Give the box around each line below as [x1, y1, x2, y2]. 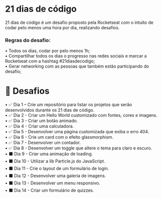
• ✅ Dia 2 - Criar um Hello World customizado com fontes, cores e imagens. [5, 112, 158, 118]
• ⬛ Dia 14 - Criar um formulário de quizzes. [5, 187, 94, 193]
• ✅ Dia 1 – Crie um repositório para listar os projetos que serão [5, 102, 132, 108]
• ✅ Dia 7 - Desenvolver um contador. [5, 140, 81, 145]
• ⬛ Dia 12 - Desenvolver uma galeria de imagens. [5, 173, 106, 179]
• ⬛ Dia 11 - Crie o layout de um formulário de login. [5, 165, 109, 171]
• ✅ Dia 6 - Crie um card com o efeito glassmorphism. [5, 134, 113, 140]
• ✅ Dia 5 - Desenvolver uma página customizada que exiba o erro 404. [5, 129, 149, 135]
